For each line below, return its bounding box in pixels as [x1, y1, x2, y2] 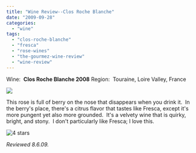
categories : [6, 20, 36, 26]
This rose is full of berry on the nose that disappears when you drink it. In [6, 98, 190, 106]
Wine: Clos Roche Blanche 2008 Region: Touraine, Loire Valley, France [6, 76, 186, 83]
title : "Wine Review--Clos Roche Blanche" [6, 8, 115, 15]
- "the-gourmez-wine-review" [11, 53, 85, 59]
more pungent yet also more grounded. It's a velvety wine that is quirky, [6, 111, 186, 118]
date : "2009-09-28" [6, 14, 55, 20]
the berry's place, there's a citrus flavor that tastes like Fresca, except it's [6, 104, 189, 112]
